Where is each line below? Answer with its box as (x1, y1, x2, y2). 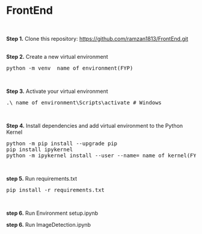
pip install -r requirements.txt (6, 187, 105, 193)
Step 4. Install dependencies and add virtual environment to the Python (6, 122, 183, 129)
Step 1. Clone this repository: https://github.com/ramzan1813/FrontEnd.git (6, 35, 188, 42)
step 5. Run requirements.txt (6, 175, 78, 182)
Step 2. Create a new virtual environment (6, 53, 108, 60)
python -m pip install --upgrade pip (6, 140, 118, 147)
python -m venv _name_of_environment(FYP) (6, 64, 133, 71)
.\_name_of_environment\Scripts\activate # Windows (6, 99, 162, 106)
